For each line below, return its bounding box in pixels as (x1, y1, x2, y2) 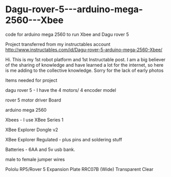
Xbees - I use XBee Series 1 (5, 116, 64, 123)
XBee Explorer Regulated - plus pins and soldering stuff (5, 136, 123, 142)
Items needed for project (5, 77, 58, 83)
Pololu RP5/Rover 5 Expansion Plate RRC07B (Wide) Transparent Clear (5, 166, 154, 172)
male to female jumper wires (5, 156, 65, 162)
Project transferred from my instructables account (5, 41, 111, 47)
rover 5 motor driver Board (5, 97, 61, 103)
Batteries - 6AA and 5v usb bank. (5, 146, 76, 153)
